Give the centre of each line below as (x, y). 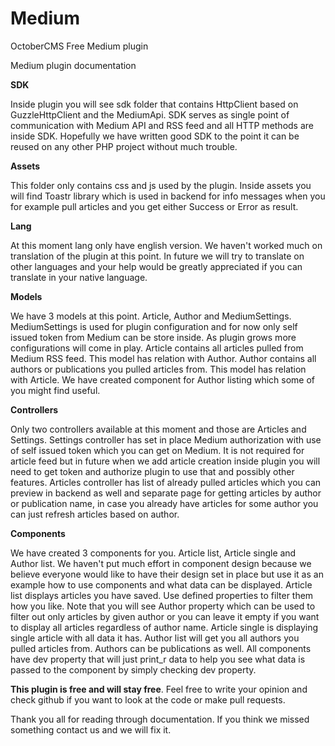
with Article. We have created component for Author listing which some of (163, 379)
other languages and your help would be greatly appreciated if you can (156, 266)
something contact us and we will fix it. (91, 729)
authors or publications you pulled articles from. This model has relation (158, 369)
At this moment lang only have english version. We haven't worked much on (166, 245)
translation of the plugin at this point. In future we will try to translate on (157, 256)
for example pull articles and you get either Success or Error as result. (154, 206)
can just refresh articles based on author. (95, 514)
